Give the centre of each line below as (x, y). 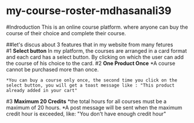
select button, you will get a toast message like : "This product (91, 85)
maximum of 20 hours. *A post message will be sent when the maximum (94, 107)
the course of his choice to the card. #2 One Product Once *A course (91, 63)
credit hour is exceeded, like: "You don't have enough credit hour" (86, 114)
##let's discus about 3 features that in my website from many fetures (90, 45)
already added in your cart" (42, 90)
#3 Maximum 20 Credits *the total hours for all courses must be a (86, 101)
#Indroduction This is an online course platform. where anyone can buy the (97, 27)
